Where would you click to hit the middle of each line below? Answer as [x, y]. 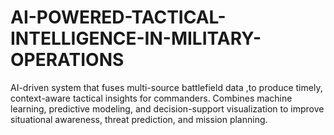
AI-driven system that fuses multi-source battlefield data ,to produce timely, [166, 87]
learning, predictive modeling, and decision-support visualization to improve [167, 108]
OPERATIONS [67, 60]
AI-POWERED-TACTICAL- [118, 17]
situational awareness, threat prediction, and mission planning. [139, 119]
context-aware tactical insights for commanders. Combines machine [151, 98]
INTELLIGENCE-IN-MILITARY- [136, 38]
